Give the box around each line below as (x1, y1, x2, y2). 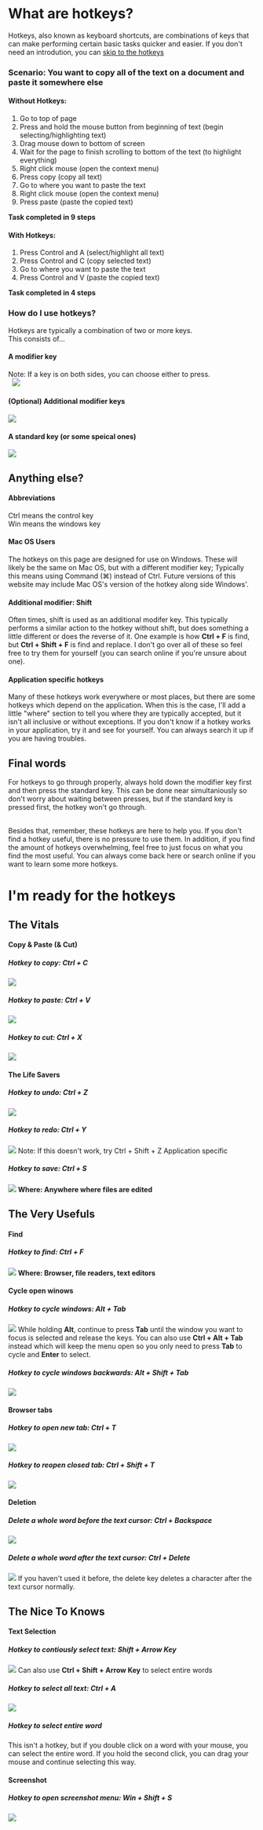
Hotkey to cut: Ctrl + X (8, 1032, 82, 1041)
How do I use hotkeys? (8, 308, 97, 319)
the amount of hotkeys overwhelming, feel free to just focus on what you (8, 843, 243, 852)
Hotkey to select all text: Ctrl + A (8, 1683, 116, 1693)
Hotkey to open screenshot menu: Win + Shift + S (8, 1793, 173, 1803)
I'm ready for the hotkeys (8, 887, 176, 905)
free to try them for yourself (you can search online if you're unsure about (8, 649, 247, 658)
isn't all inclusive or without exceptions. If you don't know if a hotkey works (8, 717, 251, 727)
